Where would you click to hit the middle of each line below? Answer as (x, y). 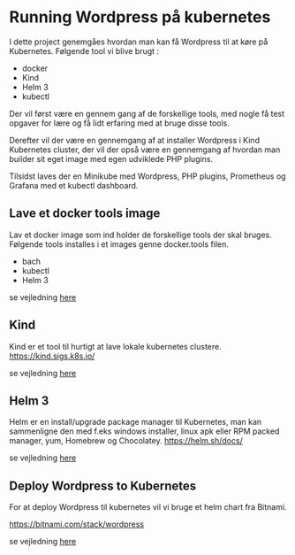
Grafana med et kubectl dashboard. (74, 185)
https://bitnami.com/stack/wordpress (76, 524)
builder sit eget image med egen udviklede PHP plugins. (111, 158)
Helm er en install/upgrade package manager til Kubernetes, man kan (136, 422)
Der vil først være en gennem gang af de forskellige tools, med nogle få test (147, 113)
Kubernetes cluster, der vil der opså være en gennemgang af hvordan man (145, 150)
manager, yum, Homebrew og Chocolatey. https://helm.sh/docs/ (126, 441)
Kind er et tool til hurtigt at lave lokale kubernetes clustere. (116, 346)
